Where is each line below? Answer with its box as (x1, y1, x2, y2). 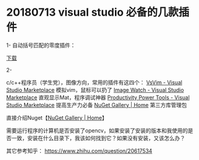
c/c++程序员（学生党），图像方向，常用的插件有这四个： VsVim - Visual (6, 79, 182, 86)
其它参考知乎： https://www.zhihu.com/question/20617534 (6, 147, 153, 154)
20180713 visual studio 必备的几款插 (6, 5, 189, 19)
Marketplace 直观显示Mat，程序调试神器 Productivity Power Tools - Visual (6, 94, 190, 101)
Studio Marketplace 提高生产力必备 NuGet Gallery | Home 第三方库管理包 (6, 101, 188, 108)
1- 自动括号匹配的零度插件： (6, 42, 76, 49)
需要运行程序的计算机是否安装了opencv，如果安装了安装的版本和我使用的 (6, 127, 188, 134)
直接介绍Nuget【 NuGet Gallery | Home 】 (6, 114, 108, 121)
